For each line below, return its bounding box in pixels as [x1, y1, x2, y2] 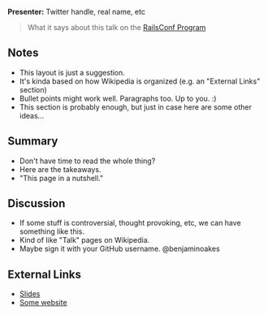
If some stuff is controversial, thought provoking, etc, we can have [19, 218, 241, 228]
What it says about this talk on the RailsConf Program [27, 23, 206, 32]
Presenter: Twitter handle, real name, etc [7, 7, 145, 16]
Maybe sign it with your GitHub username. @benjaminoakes [19, 244, 220, 254]
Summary [7, 134, 58, 149]
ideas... [19, 110, 45, 120]
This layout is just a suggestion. [19, 67, 125, 77]
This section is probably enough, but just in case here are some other [19, 101, 253, 112]
